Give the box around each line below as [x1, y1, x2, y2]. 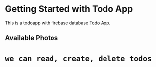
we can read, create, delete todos [5, 54, 152, 63]
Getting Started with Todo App [5, 3, 133, 15]
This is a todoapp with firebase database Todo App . [5, 20, 111, 26]
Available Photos [5, 34, 58, 42]
